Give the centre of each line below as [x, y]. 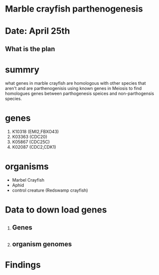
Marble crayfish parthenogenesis [74, 9]
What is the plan [30, 49]
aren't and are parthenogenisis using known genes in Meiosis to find [73, 88]
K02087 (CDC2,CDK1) [34, 147]
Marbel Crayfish [28, 180]
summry [22, 69]
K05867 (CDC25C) [31, 142]
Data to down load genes [56, 210]
